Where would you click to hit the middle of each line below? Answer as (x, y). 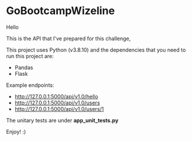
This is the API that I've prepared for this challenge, (69, 38)
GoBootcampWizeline (61, 11)
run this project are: (30, 56)
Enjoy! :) (16, 132)
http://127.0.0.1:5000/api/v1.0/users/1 (59, 109)
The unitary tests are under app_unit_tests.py (62, 120)
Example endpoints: (30, 85)
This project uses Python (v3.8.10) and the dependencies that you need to (96, 50)
